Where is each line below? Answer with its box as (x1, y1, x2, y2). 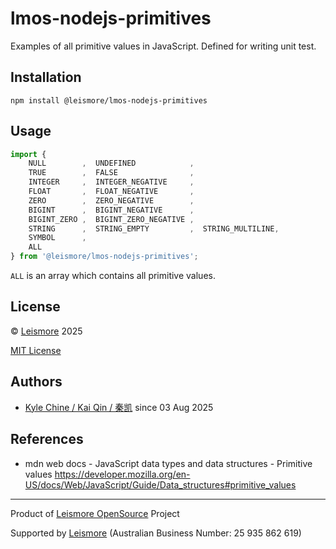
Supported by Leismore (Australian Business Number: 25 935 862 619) (10, 527, 302, 539)
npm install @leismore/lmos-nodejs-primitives (10, 95, 208, 106)
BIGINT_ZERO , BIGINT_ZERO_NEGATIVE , (28, 214, 195, 224)
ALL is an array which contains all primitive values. (10, 270, 216, 282)
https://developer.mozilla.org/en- (54, 468, 191, 480)
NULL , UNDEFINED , (28, 158, 195, 169)
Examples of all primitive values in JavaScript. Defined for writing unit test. (10, 40, 317, 52)
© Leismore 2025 (10, 325, 83, 337)
